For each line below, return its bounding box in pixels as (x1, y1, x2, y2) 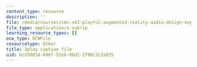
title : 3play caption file (6, 47, 72, 52)
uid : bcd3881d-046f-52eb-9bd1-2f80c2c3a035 (6, 52, 114, 58)
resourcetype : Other (6, 41, 57, 47)
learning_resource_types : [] (6, 30, 77, 36)
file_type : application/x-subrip (6, 24, 88, 31)
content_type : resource (6, 8, 64, 15)
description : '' (6, 14, 46, 20)
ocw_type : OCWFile (6, 36, 51, 41)
